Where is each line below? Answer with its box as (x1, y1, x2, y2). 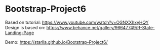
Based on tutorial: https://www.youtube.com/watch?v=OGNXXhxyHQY (5, 19, 149, 25)
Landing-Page (5, 30, 34, 35)
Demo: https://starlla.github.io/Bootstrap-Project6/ (5, 39, 108, 45)
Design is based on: (5, 24, 45, 30)
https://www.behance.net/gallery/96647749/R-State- (46, 24, 155, 30)
